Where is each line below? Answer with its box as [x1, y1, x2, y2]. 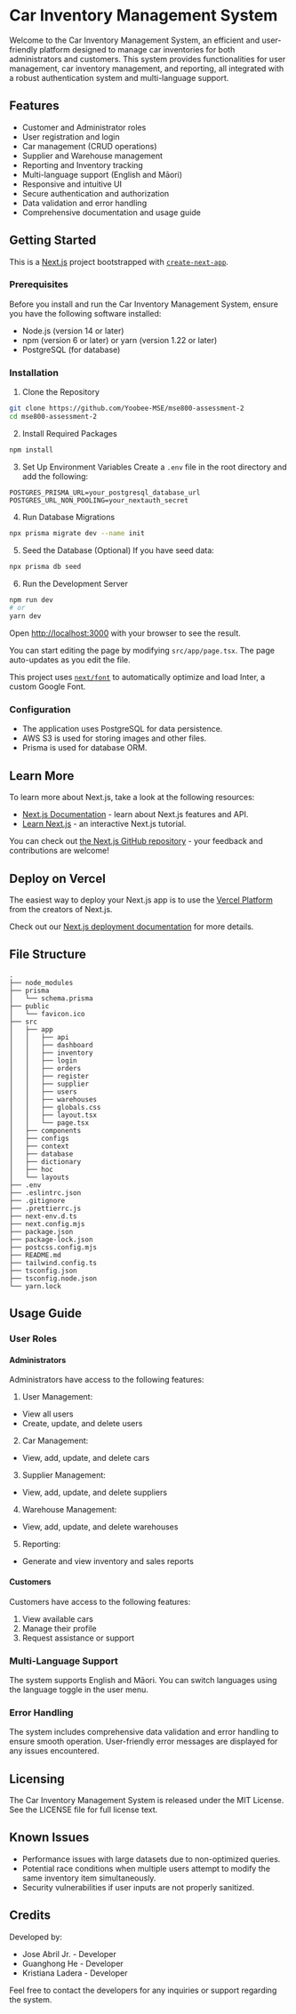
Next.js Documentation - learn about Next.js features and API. [21, 809, 249, 820]
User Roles [9, 1333, 58, 1345]
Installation [9, 366, 60, 379]
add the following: [21, 470, 89, 481]
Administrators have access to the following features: [9, 1375, 204, 1385]
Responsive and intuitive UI [21, 179, 123, 189]
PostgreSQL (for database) [21, 344, 121, 355]
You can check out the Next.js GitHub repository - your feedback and [9, 836, 264, 847]
